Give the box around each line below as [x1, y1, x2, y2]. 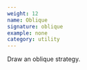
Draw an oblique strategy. [7, 55, 81, 63]
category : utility [7, 36, 60, 43]
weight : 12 [7, 10, 39, 17]
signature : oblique [7, 23, 64, 30]
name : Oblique [7, 17, 48, 24]
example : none [7, 29, 48, 37]
